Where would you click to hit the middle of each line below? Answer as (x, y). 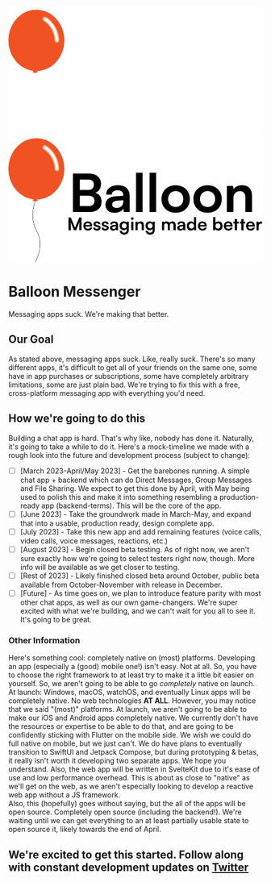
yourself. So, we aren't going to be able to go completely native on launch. (132, 684)
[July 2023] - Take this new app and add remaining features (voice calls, (141, 531)
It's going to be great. (56, 619)
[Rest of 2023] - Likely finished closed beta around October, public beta (140, 576)
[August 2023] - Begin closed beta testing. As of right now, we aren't (135, 549)
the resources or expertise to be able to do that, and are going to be (121, 726)
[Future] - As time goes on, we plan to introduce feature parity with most (140, 593)
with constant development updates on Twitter (129, 867)
